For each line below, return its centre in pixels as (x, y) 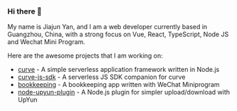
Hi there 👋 (25, 11)
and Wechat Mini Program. (46, 42)
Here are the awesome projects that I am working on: (85, 55)
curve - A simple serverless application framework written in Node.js (118, 70)
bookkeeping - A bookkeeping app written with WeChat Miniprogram (118, 85)
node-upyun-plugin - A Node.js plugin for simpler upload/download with (123, 92)
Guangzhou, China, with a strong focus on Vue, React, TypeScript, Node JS (118, 34)
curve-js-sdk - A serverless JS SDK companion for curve (101, 77)
